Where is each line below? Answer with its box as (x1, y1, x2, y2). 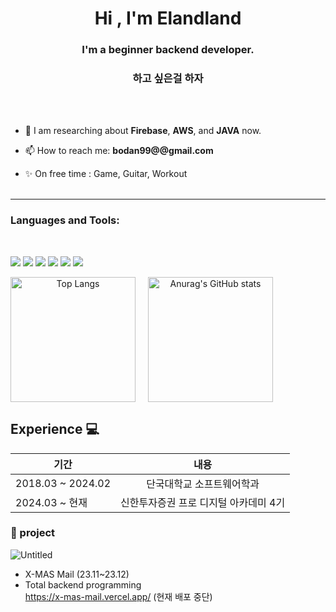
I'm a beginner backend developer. (81, 43, 255, 57)
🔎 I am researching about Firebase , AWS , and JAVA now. (24, 125, 262, 137)
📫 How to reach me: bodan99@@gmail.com (24, 145, 214, 157)
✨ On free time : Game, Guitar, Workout (24, 168, 188, 180)
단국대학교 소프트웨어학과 (146, 477, 260, 491)
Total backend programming (24, 578, 142, 591)
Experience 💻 (10, 421, 100, 438)
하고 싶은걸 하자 (132, 72, 204, 86)
